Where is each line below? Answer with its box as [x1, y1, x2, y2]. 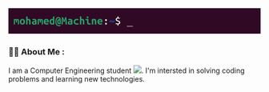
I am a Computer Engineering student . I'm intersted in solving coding [8, 66, 246, 75]
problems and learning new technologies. [8, 74, 146, 83]
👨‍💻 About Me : [8, 46, 66, 58]
